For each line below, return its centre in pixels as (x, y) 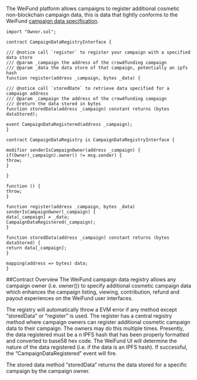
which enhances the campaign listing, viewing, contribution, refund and (93, 292)
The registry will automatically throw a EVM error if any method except (92, 309)
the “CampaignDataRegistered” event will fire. (62, 353)
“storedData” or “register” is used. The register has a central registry (89, 316)
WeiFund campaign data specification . (53, 21)
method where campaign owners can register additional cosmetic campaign (98, 322)
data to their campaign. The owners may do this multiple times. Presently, (95, 328)
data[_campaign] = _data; (38, 217)
